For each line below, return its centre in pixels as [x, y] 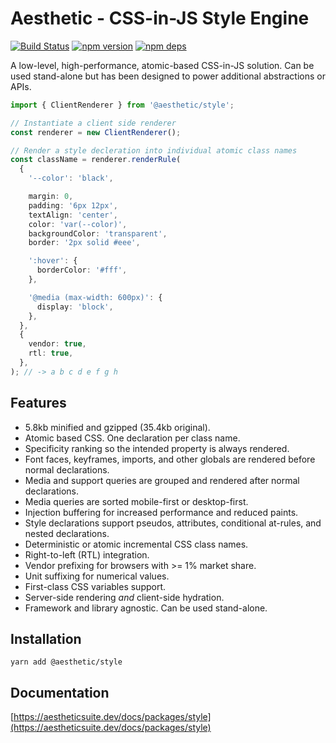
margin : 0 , [51, 197]
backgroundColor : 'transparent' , [98, 233]
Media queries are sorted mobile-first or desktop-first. [136, 501]
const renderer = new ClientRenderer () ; [96, 132]
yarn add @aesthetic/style [66, 662]
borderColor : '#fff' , [82, 270]
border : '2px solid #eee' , [84, 243]
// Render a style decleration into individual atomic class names [154, 150]
